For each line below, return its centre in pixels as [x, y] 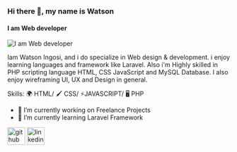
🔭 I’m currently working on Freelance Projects [84, 110]
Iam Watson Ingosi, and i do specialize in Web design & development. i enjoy [119, 57]
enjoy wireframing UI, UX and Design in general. [77, 80]
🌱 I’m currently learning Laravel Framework [80, 118]
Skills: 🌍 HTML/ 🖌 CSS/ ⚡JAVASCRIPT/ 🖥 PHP [76, 94]
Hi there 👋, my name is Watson [61, 11]
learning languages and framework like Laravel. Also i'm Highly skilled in [112, 65]
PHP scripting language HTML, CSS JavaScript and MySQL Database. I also [118, 72]
